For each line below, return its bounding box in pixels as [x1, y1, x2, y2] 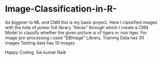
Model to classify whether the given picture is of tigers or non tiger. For [5, 30, 147, 35]
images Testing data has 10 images [5, 40, 75, 45]
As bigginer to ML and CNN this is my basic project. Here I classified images [5, 19, 158, 25]
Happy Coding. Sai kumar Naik [5, 49, 66, 55]
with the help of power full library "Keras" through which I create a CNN [5, 24, 148, 30]
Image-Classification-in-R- [5, 3, 117, 15]
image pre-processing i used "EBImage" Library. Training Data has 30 [5, 35, 145, 41]
